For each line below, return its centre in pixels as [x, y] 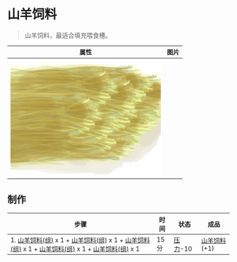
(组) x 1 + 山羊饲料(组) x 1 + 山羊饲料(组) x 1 [75, 249]
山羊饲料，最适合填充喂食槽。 [68, 35]
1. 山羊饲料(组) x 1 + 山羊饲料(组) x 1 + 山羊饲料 [80, 239]
